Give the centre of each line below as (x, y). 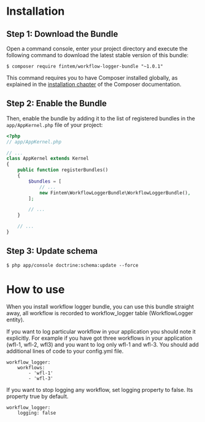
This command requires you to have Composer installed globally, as (92, 78)
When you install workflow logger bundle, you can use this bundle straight (100, 306)
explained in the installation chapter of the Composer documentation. (94, 84)
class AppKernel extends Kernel (48, 159)
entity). (15, 320)
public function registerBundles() (63, 170)
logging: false (37, 413)
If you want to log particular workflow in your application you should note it (101, 331)
